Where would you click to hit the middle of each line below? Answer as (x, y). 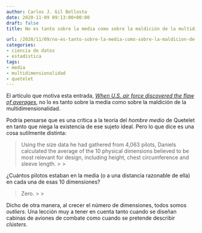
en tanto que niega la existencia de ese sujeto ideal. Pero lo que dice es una (100, 126)
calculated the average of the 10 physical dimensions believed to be (105, 151)
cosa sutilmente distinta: (36, 133)
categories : (21, 45)
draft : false (23, 23)
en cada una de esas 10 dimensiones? (53, 182)
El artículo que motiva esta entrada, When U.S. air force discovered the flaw (100, 96)
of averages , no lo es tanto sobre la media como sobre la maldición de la (96, 102)
